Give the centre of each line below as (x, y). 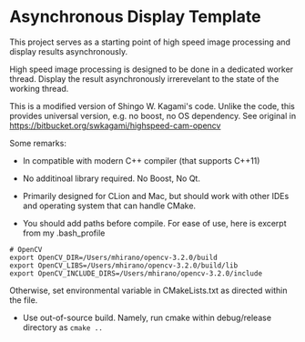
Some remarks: (38, 143)
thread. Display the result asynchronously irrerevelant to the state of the (144, 78)
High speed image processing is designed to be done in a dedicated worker (152, 69)
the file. (24, 300)
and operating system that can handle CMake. (109, 206)
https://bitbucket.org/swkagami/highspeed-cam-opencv (115, 126)
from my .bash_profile (64, 233)
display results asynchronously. (69, 51)
